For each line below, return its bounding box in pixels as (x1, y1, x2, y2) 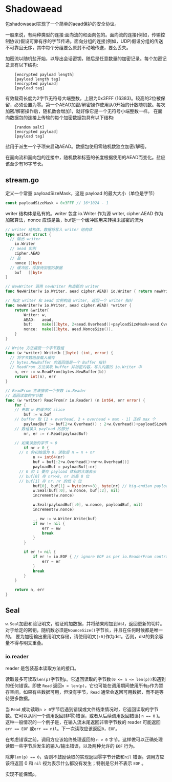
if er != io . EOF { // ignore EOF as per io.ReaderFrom (32, 554, 153, 559)
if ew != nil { (32, 521, 66, 526)
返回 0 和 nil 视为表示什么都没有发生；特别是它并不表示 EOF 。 (14, 760, 146, 767)
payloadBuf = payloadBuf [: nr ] (32, 464, 97, 469)
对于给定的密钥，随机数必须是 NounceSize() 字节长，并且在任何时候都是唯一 (5, 627, 163, 633)
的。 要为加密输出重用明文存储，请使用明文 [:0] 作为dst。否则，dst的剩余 (5, 633, 159, 639)
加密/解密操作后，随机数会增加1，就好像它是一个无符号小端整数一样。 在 (5, 108, 158, 114)
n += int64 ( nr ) (32, 455, 66, 460)
